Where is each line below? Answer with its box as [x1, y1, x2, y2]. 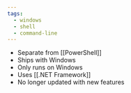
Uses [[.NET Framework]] [17, 71, 91, 79]
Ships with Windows [17, 56, 77, 65]
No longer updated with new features [17, 78, 125, 87]
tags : [7, 10, 23, 17]
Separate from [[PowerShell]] [17, 49, 102, 57]
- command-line [13, 29, 58, 37]
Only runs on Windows [17, 63, 83, 71]
